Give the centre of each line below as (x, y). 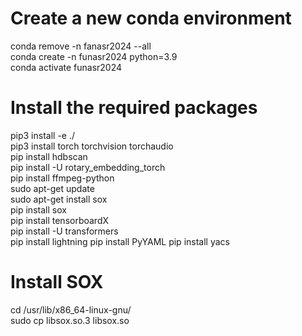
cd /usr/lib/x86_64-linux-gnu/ (71, 309)
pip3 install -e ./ (43, 135)
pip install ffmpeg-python (62, 178)
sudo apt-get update (52, 188)
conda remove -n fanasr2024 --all (81, 46)
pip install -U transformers (64, 231)
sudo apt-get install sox (59, 199)
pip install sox (38, 209)
